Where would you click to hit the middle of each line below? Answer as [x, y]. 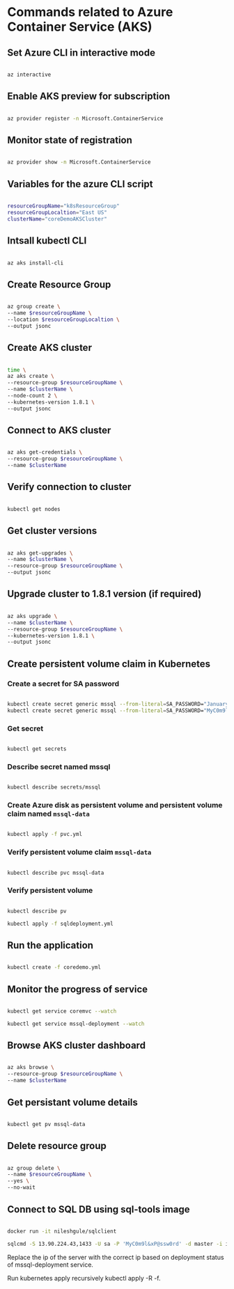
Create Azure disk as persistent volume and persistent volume [115, 805]
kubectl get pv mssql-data [46, 1124]
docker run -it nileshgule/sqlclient [62, 1231]
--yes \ [18, 1181]
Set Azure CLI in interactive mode [81, 53]
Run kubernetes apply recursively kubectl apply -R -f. [84, 1278]
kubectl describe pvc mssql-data [56, 873]
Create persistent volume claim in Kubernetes [109, 664]
